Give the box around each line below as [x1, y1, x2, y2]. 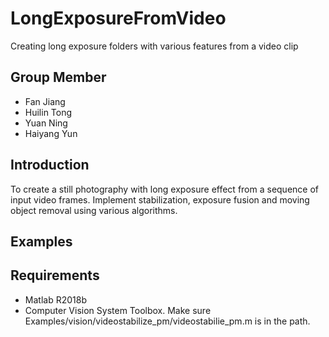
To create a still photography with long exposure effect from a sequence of [10, 183, 320, 195]
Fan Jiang [24, 95, 66, 107]
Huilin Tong [24, 106, 73, 118]
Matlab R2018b [24, 293, 87, 306]
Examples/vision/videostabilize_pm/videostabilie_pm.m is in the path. [24, 315, 311, 327]
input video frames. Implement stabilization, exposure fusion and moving [10, 193, 310, 206]
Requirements [10, 267, 100, 284]
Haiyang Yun [24, 127, 78, 139]
